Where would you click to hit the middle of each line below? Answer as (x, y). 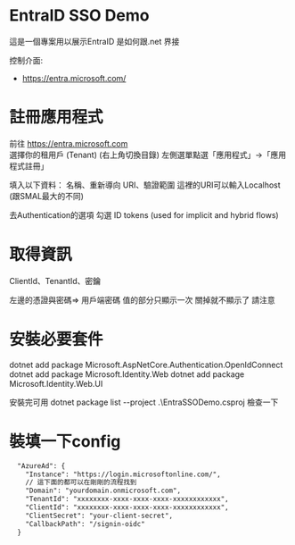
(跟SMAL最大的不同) (47, 196)
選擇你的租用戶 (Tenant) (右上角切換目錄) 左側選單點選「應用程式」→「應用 (148, 155)
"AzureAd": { (41, 465)
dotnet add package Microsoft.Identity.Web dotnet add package (127, 374)
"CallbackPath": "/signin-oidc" (85, 524)
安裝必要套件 (57, 340)
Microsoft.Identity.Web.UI (56, 383)
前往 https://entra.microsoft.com (69, 143)
